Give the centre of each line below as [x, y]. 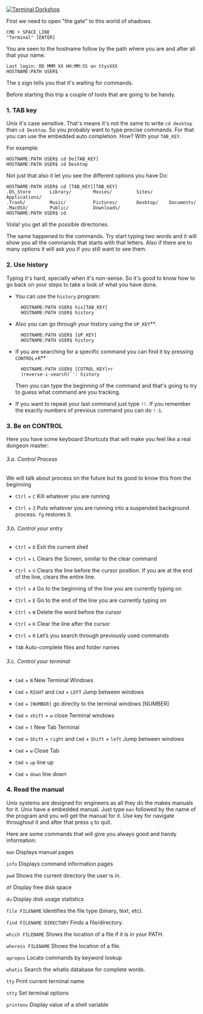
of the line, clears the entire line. [55, 577]
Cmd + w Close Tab [37, 751]
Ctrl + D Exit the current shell [52, 547]
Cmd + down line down [41, 774]
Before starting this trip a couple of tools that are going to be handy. [91, 94]
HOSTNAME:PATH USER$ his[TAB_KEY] [64, 307]
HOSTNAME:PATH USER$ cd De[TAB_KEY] [52, 159]
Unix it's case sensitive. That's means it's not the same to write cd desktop [99, 124]
